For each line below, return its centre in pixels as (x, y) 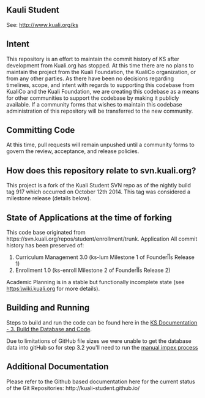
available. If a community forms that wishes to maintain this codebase (94, 104)
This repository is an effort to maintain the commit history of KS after (93, 59)
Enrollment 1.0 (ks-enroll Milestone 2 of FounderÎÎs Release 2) (93, 270)
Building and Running (48, 308)
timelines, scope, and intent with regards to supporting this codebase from (100, 84)
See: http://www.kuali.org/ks (42, 24)
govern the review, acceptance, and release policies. (73, 151)
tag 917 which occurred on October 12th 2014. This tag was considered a (99, 192)
